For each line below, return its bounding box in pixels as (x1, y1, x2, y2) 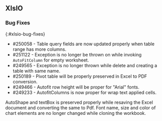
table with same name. (12, 68, 61, 74)
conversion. (12, 78, 38, 84)
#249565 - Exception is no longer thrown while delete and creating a (12, 62, 157, 68)
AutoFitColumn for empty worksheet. (12, 57, 89, 63)
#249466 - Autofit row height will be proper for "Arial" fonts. (12, 84, 140, 90)
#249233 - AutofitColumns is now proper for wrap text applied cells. (12, 89, 157, 96)
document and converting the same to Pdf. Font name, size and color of (5, 104, 156, 111)
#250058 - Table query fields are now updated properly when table (12, 41, 155, 47)
